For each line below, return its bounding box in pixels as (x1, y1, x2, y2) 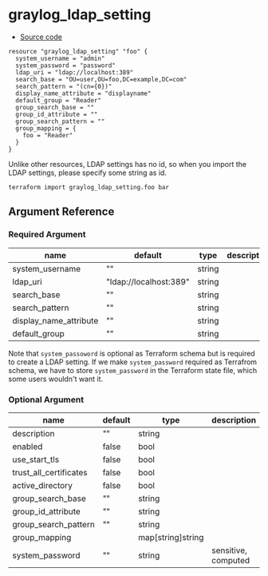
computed (211, 554, 250, 566)
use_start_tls (12, 454, 60, 465)
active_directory (12, 479, 73, 491)
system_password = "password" (15, 62, 116, 70)
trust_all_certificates (12, 467, 88, 478)
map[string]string (138, 531, 204, 542)
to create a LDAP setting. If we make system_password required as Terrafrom (8, 357, 258, 367)
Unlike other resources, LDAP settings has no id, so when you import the (8, 159, 247, 169)
